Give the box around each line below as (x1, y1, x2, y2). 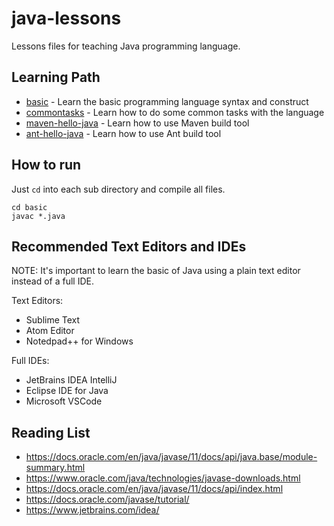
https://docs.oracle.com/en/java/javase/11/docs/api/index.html (25, 483, 284, 495)
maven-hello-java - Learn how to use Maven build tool (25, 117, 250, 129)
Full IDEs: (11, 355, 50, 367)
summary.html (25, 462, 86, 474)
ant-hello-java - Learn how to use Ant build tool (25, 127, 222, 139)
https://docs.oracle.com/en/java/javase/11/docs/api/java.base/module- (25, 451, 318, 463)
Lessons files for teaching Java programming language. (11, 40, 241, 52)
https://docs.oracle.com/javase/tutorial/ (25, 493, 190, 506)
